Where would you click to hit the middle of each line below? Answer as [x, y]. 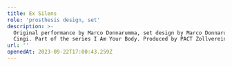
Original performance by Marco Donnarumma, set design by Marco [108, 33]
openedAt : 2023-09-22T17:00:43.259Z [60, 52]
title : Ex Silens [32, 13]
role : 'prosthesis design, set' [54, 20]
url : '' [18, 45]
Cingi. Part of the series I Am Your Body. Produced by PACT [103, 39]
